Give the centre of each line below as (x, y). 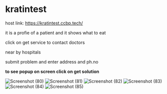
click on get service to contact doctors (45, 42)
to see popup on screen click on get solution (52, 71)
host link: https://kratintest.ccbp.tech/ (44, 23)
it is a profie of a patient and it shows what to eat (56, 32)
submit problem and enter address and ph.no (52, 61)
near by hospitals (23, 52)
